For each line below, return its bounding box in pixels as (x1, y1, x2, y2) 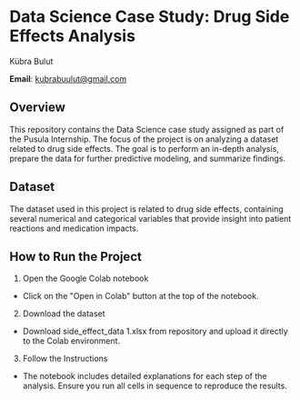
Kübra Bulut (9, 55, 54, 66)
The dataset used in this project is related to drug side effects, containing (9, 203, 284, 215)
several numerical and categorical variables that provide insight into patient (9, 213, 292, 224)
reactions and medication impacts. (9, 223, 139, 234)
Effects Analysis (9, 25, 136, 46)
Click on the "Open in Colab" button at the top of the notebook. (22, 291, 259, 302)
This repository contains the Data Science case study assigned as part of (9, 124, 285, 135)
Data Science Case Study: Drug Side (9, 6, 290, 27)
